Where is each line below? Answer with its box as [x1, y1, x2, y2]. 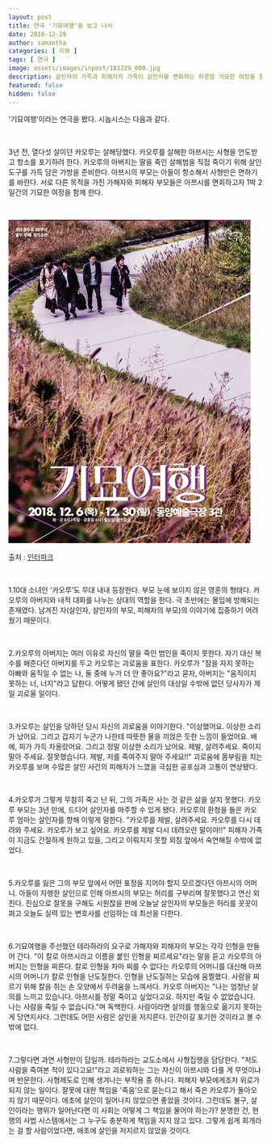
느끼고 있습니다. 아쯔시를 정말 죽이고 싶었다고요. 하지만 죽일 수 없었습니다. [23, 991, 256, 1002]
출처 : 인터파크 [8, 552, 54, 562]
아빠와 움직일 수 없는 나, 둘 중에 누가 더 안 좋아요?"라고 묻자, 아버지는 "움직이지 [8, 668, 256, 678]
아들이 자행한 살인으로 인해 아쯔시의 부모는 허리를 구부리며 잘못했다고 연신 [19, 888, 252, 897]
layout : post [8, 13, 52, 21]
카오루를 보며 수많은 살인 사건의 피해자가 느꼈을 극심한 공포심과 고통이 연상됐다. [8, 761, 258, 771]
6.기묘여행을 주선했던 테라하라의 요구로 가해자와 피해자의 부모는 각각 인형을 [8, 941, 245, 951]
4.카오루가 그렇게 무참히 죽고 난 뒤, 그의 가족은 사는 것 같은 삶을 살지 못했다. [8, 795, 247, 804]
